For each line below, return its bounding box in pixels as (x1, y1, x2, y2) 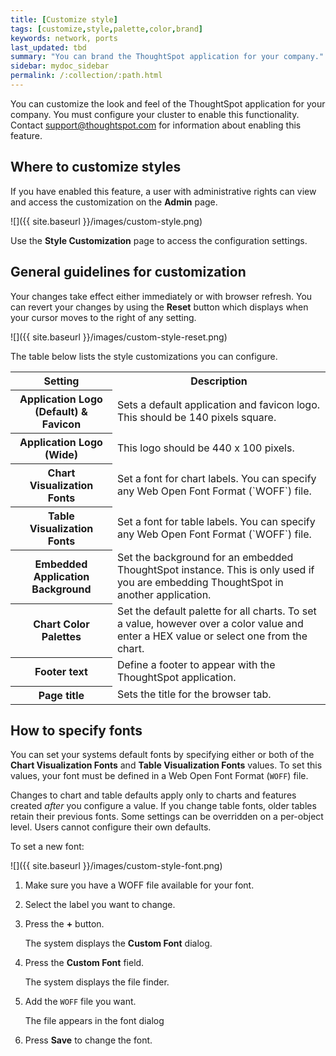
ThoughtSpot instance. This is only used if (116, 563, 315, 576)
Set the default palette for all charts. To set (116, 604, 317, 618)
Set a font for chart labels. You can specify (116, 471, 317, 485)
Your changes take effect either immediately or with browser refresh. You (10, 290, 313, 302)
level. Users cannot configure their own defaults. (10, 821, 212, 833)
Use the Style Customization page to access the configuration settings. (10, 234, 308, 246)
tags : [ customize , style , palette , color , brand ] (10, 24, 203, 34)
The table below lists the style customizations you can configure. (10, 350, 278, 362)
